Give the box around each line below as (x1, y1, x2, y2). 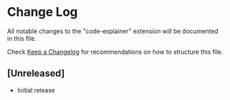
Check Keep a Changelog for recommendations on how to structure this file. (7, 48, 224, 56)
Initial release (17, 86, 55, 94)
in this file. (7, 34, 36, 42)
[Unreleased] (7, 68, 65, 79)
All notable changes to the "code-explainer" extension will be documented (7, 27, 218, 35)
